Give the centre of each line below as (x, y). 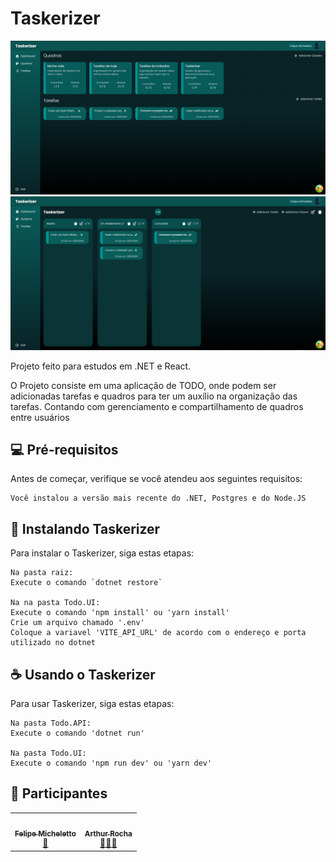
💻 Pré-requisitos (64, 450)
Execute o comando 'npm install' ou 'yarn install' (120, 613)
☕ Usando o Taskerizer (83, 674)
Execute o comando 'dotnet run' (77, 733)
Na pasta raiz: (42, 573)
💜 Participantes (59, 793)
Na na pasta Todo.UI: (55, 603)
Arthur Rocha (108, 833)
